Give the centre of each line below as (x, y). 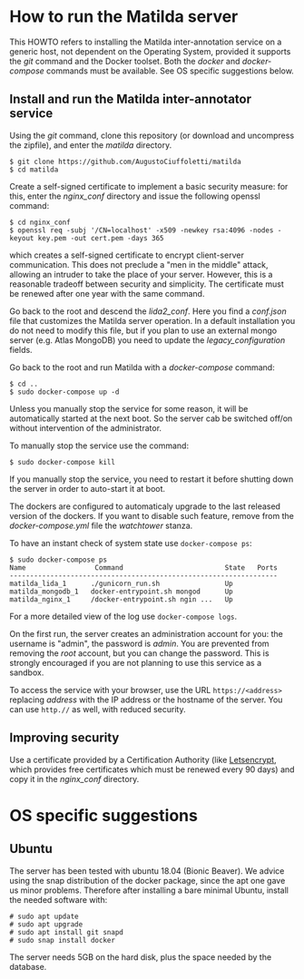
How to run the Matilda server (124, 17)
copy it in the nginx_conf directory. (74, 778)
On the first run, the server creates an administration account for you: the (146, 633)
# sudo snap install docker (63, 940)
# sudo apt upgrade (46, 924)
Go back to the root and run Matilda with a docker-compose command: (142, 367)
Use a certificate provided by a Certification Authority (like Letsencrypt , (143, 759)
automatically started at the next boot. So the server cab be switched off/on (151, 418)
